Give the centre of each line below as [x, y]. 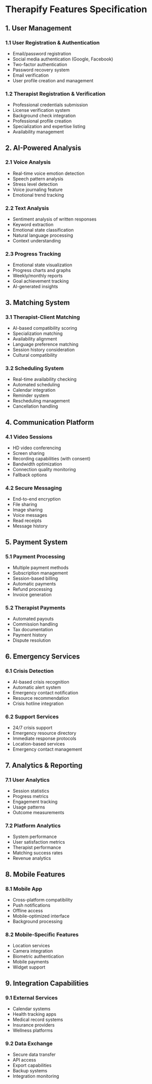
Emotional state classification [43, 230]
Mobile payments [31, 962]
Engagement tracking [35, 802]
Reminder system [31, 395]
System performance [35, 837]
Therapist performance [37, 848]
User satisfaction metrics [39, 842]
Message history [30, 526]
